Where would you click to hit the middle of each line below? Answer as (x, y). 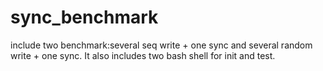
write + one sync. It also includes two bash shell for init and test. (143, 55)
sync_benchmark (84, 17)
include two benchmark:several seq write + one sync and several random (161, 45)
